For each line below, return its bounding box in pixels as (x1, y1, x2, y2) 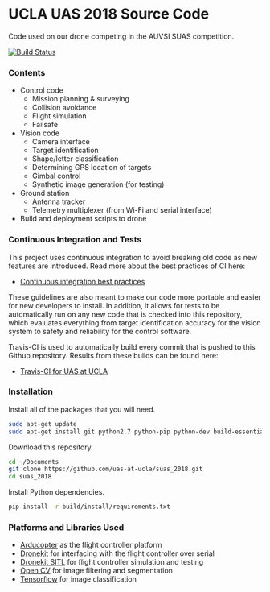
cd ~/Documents (8, 457, 59, 466)
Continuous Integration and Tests (8, 234, 142, 246)
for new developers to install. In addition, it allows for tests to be (8, 300, 220, 310)
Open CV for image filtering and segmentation (19, 565, 173, 576)
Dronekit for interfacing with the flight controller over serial (19, 549, 215, 558)
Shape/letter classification (31, 154, 119, 164)
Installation (8, 386, 54, 397)
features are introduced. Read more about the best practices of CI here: (8, 261, 246, 271)
